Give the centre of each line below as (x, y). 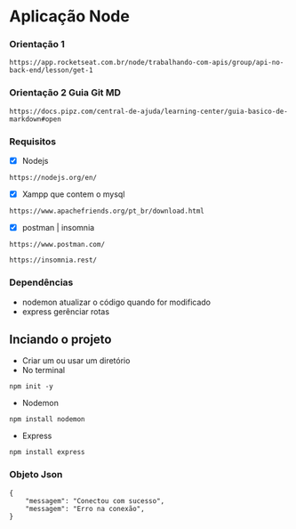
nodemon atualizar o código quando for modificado (116, 302)
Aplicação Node (70, 16)
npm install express (48, 452)
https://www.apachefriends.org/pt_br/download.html (107, 211)
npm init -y (31, 387)
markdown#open (36, 119)
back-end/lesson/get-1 (51, 70)
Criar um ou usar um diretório (76, 361)
